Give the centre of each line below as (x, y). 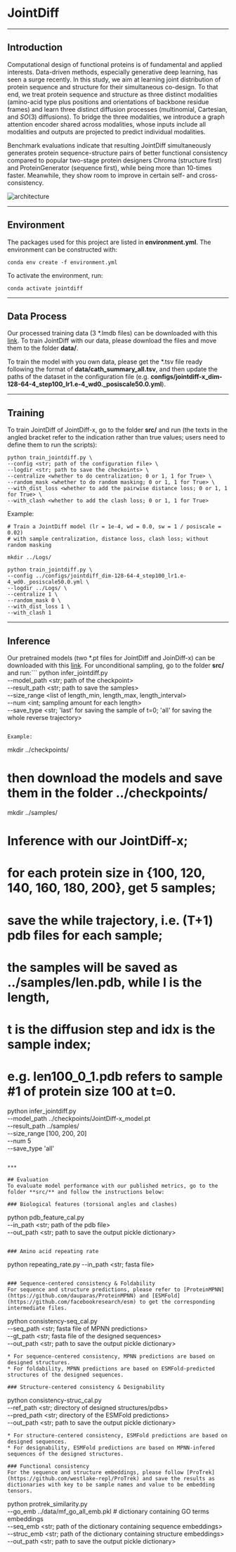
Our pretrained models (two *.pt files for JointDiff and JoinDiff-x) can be (111, 658)
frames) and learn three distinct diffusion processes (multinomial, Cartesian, (118, 109)
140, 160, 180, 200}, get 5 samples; (112, 888)
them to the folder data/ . (43, 348)
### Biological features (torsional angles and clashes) (92, 1204)
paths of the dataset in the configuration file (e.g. (78, 377)
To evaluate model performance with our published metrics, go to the (113, 1186)
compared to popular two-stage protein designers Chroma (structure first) (115, 160)
